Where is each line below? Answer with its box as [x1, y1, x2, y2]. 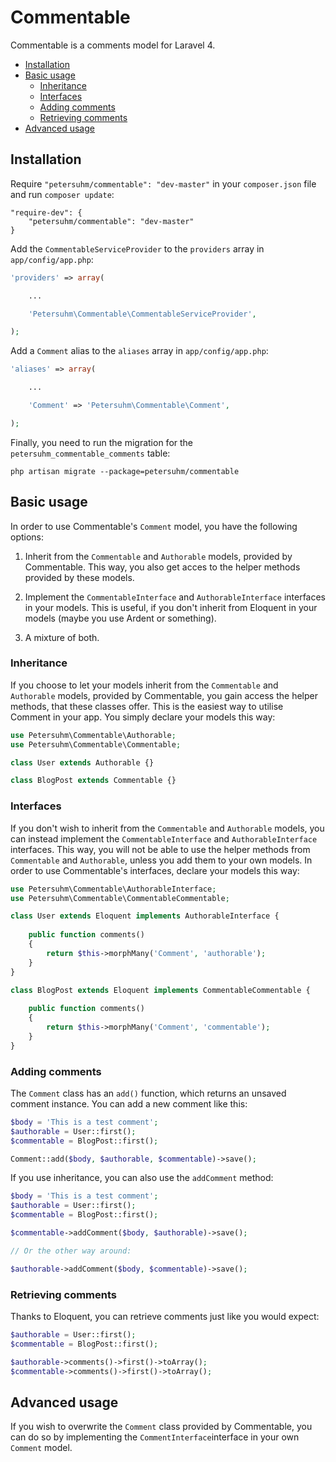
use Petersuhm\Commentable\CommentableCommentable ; [10, 893, 230, 903]
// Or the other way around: [10, 1246, 132, 1256]
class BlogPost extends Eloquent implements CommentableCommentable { [10, 985, 311, 995]
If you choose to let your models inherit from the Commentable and [10, 679, 279, 691]
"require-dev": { [10, 207, 83, 218]
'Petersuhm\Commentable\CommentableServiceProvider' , [28, 309, 257, 319]
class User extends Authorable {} [10, 757, 155, 768]
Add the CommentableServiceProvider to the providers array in [10, 242, 265, 255]
